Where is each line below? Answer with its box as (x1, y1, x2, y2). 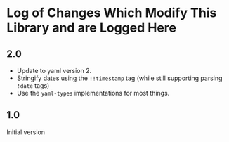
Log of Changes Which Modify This (6, 5, 217, 21)
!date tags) (16, 82, 50, 89)
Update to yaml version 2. (16, 67, 92, 75)
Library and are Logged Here (6, 20, 177, 36)
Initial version (6, 128, 46, 136)
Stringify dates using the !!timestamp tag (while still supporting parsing (16, 74, 223, 82)
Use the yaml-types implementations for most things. (16, 89, 170, 97)
